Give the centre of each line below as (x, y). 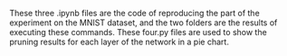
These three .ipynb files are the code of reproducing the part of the (134, 13)
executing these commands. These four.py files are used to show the (138, 32)
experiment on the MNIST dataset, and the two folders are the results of (143, 23)
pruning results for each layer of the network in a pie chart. (119, 42)
